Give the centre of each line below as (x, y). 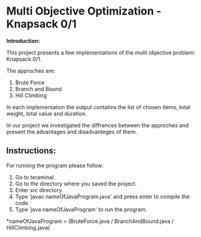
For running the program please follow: (55, 165)
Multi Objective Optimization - (84, 11)
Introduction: (23, 41)
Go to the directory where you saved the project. (76, 184)
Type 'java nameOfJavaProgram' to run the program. (81, 209)
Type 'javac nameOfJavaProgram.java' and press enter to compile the (102, 196)
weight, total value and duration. (46, 113)
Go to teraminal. (35, 177)
